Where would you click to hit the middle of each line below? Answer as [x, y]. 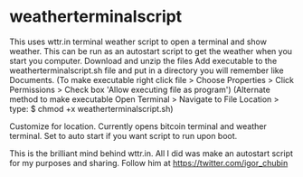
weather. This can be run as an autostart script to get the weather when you [151, 51]
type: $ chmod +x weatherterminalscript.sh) [91, 108]
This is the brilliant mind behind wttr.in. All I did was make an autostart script [151, 153]
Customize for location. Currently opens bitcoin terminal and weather [138, 126]
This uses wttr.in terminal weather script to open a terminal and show [138, 42]
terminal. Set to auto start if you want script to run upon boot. [123, 135]
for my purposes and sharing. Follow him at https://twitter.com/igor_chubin [149, 163]
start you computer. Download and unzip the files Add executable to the [143, 61]
